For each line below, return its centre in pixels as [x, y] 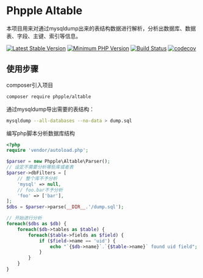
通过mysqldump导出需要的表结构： [50, 109]
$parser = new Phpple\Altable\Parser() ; [59, 162]
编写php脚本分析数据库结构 [41, 133]
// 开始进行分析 [24, 218]
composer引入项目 [30, 85]
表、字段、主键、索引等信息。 [44, 36]
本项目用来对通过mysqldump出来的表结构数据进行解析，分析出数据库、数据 [101, 28]
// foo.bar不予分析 [40, 190]
